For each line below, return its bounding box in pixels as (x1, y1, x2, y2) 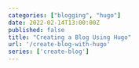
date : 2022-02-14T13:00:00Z (8, 19, 101, 27)
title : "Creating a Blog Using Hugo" (8, 33, 132, 41)
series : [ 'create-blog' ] (8, 48, 90, 55)
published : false (8, 26, 65, 34)
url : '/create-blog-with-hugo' (8, 41, 111, 48)
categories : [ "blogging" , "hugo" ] (8, 11, 122, 20)
